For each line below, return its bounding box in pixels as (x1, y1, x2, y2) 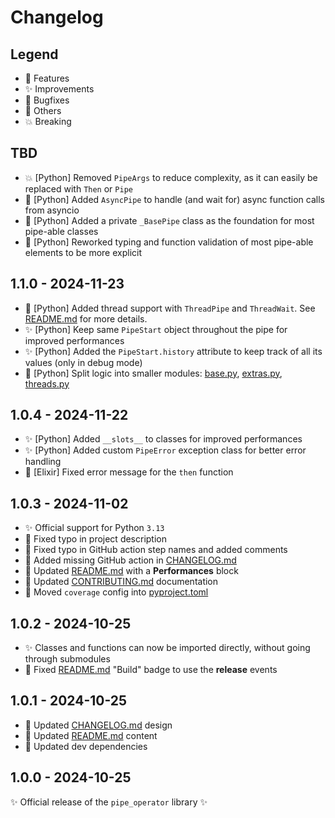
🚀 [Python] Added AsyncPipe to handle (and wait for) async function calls (24, 193, 325, 205)
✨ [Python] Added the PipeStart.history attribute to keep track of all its (24, 345, 323, 357)
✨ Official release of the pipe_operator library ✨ (10, 796, 208, 808)
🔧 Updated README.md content (24, 729, 158, 741)
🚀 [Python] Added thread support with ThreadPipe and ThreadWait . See (24, 302, 316, 314)
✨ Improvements (24, 83, 95, 95)
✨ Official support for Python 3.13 (24, 522, 165, 534)
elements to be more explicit (24, 246, 143, 258)
